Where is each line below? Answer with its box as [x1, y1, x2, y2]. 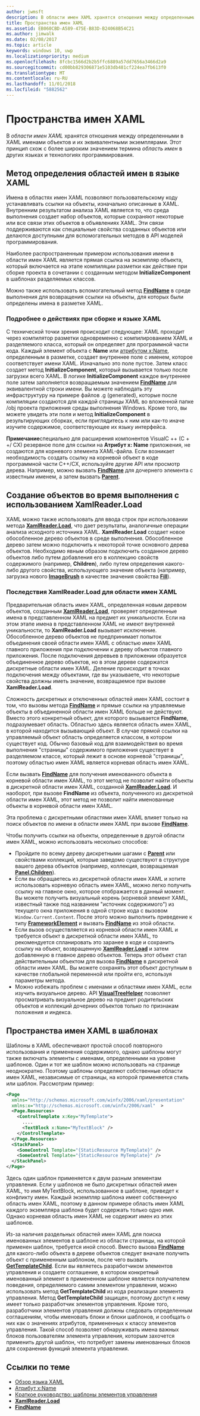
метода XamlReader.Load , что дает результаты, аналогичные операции [6, 521, 189, 529]
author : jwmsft [6, 8, 44, 15]
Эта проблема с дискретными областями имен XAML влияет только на [6, 814, 189, 821]
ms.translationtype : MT [6, 70, 65, 76]
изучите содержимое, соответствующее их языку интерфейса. [6, 423, 167, 431]
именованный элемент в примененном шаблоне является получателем [6, 1275, 190, 1283]
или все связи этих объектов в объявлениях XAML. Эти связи [6, 219, 164, 226]
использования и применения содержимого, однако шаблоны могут [6, 1048, 182, 1055]
